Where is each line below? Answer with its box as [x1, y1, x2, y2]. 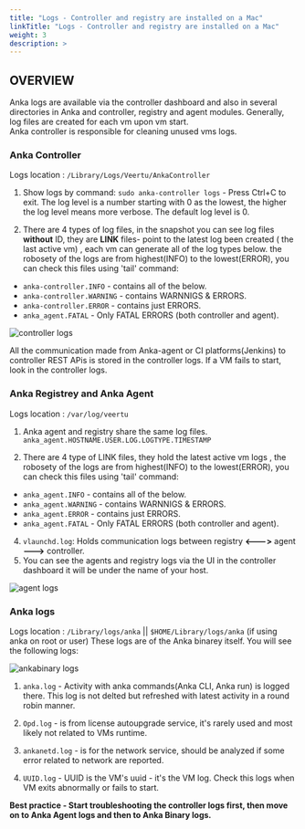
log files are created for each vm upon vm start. [9, 116, 189, 128]
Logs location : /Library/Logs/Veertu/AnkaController [9, 170, 211, 181]
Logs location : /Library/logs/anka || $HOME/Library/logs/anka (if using [9, 625, 278, 636]
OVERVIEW [9, 72, 75, 88]
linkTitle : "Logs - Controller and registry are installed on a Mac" [9, 22, 280, 31]
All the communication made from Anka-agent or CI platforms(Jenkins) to [9, 345, 286, 356]
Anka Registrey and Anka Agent [9, 387, 154, 400]
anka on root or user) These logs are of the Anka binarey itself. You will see [9, 635, 292, 646]
